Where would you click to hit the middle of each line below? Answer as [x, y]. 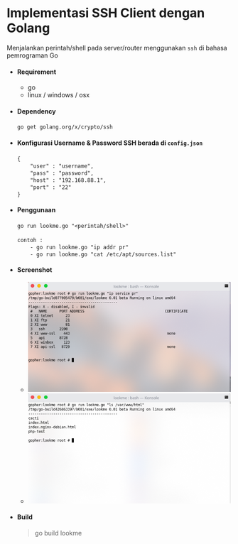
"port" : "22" [51, 187]
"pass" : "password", [62, 173]
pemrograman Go [32, 55]
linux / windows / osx [59, 95]
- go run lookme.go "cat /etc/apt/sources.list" [103, 254]
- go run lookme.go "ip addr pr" [80, 247]
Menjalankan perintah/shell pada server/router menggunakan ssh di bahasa [117, 48]
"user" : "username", [62, 166]
